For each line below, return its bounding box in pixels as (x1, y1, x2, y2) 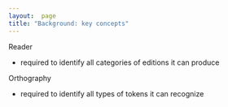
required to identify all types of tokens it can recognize (20, 88, 204, 98)
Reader (8, 41, 33, 51)
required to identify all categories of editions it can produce (20, 58, 220, 67)
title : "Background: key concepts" (8, 19, 129, 28)
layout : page (8, 11, 57, 20)
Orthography (8, 73, 51, 83)
